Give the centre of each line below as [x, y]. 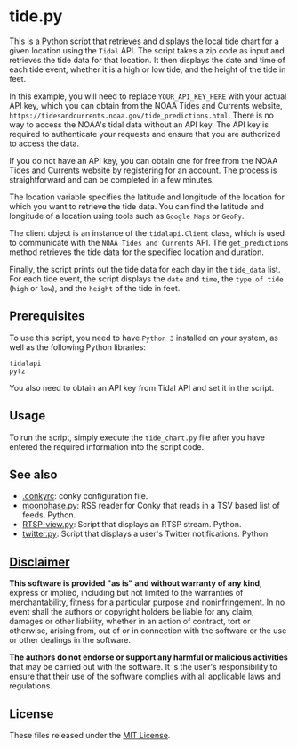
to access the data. [44, 143]
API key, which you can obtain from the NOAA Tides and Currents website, [146, 105]
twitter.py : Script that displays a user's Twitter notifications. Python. [146, 534]
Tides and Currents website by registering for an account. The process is [143, 170]
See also [33, 474]
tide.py [36, 16]
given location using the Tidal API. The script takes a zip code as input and [147, 50]
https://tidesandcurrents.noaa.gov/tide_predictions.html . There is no [141, 115]
